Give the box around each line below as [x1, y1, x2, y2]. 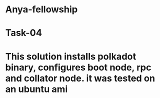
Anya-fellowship [5, 4, 78, 15]
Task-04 [5, 27, 43, 39]
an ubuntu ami [5, 83, 68, 95]
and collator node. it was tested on [5, 72, 155, 84]
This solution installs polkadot [5, 50, 136, 62]
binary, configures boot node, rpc [5, 62, 152, 73]
